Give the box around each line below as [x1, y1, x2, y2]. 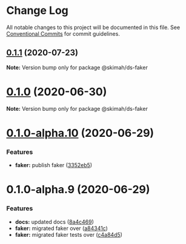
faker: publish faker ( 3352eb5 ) [15, 162, 93, 169]
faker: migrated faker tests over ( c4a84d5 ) [15, 231, 123, 238]
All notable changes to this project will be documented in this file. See [6, 24, 181, 31]
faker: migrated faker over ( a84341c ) [15, 225, 108, 232]
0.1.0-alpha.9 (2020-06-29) [6, 183, 150, 197]
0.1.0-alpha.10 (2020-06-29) [6, 126, 154, 140]
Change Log [6, 4, 68, 18]
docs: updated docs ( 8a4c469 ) [15, 218, 94, 225]
